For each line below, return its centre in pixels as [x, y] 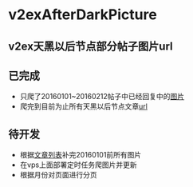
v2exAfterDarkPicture [83, 15]
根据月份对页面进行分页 [58, 175]
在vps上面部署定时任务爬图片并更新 [78, 165]
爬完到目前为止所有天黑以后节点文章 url [83, 106]
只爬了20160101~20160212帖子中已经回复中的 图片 [102, 97]
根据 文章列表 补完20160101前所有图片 [81, 155]
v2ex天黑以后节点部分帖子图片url [91, 46]
